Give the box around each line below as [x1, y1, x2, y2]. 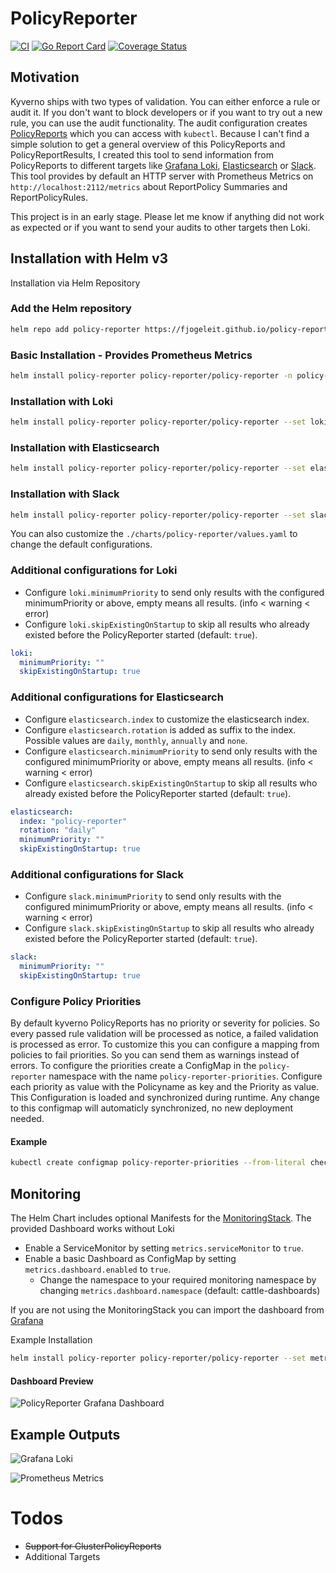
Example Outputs [10, 1426, 121, 1443]
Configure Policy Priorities [10, 994, 142, 1008]
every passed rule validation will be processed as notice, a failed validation [10, 1028, 319, 1040]
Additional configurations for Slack [10, 867, 184, 881]
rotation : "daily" [19, 825, 97, 836]
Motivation [10, 69, 80, 86]
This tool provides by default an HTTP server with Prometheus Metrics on [10, 170, 314, 182]
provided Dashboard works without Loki [10, 1223, 175, 1235]
